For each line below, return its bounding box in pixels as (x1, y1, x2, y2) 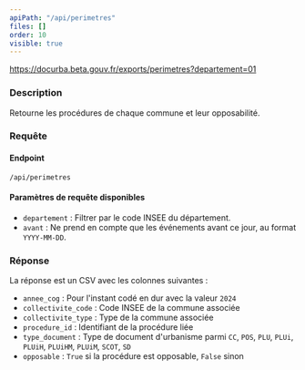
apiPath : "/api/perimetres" (9, 13, 117, 23)
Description (9, 87, 63, 99)
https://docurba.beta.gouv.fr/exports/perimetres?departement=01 (9, 64, 257, 75)
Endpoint (9, 152, 46, 164)
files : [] (9, 22, 47, 31)
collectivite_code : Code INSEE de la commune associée (22, 303, 240, 313)
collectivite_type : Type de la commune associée (22, 312, 214, 324)
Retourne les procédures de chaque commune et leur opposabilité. (9, 107, 260, 118)
